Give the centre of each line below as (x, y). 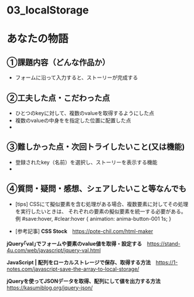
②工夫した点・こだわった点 (58, 98)
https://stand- (164, 244)
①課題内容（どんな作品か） (58, 62)
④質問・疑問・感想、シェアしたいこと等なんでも (97, 189)
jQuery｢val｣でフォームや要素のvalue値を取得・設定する (74, 244)
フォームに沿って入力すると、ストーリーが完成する (76, 77)
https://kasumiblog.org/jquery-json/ (50, 288)
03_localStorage (48, 10)
